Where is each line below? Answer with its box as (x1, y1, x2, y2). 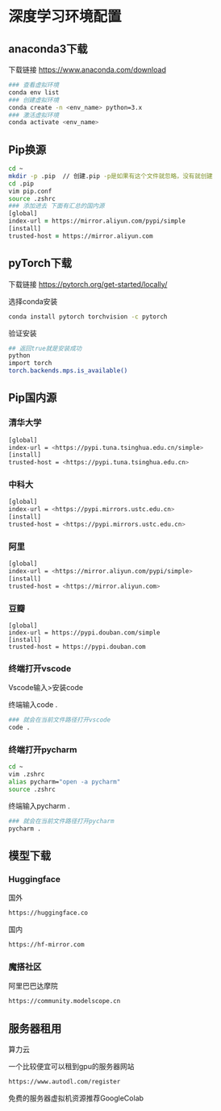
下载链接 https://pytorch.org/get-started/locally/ (8, 279, 168, 289)
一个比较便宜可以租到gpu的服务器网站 (8, 1062, 135, 1071)
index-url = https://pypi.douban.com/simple (8, 629, 161, 637)
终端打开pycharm (8, 744, 78, 755)
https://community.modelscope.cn (8, 997, 121, 1005)
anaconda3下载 (8, 42, 88, 56)
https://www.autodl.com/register (8, 1078, 121, 1086)
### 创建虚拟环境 (8, 96, 59, 104)
